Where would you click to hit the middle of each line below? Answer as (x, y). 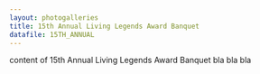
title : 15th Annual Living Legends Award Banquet (105, 26)
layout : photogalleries (54, 18)
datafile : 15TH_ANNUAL (52, 34)
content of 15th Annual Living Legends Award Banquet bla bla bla (130, 60)
